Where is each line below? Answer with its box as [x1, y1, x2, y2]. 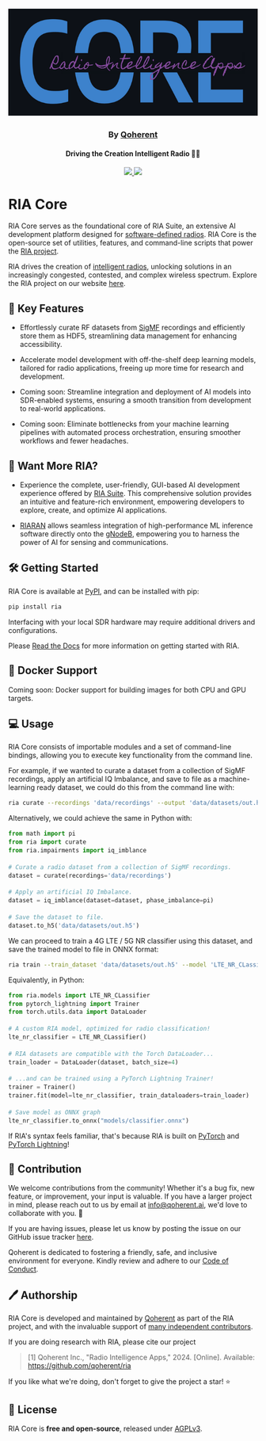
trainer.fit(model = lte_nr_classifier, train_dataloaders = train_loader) [8, 1092, 249, 1100]
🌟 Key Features [8, 302, 85, 315]
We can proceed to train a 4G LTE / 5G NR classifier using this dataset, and [8, 936, 253, 945]
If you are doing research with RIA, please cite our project [8, 1337, 196, 1347]
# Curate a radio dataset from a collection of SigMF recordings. [8, 863, 232, 871]
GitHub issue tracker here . [8, 1233, 94, 1242]
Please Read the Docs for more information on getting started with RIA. [8, 641, 240, 650]
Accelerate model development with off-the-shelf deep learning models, [19, 355, 256, 364]
